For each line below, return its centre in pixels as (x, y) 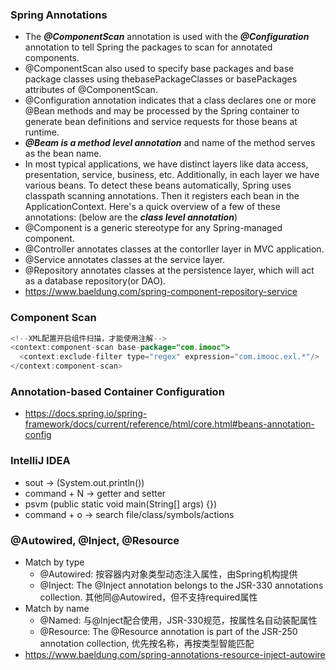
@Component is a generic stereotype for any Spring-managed (153, 228)
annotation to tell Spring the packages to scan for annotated (148, 47)
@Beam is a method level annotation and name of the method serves (170, 143)
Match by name (57, 608)
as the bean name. (63, 154)
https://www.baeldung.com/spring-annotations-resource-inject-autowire (175, 654)
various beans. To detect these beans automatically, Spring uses (158, 185)
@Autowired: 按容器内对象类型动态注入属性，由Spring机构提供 (168, 574)
